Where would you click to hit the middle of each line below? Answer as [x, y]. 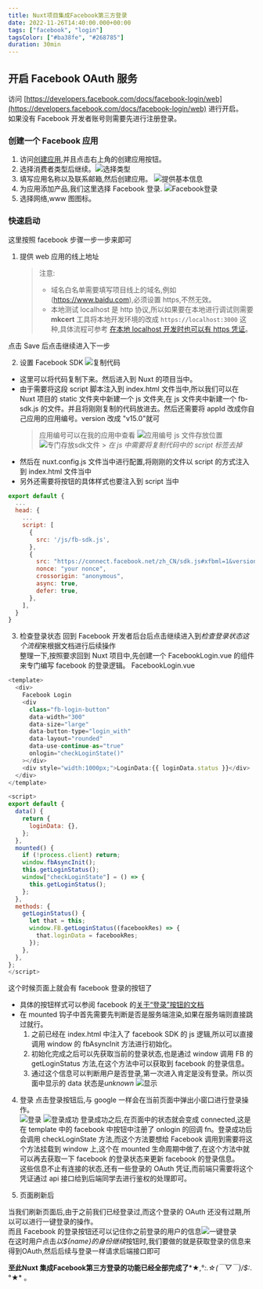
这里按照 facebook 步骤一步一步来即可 [70, 240]
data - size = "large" [59, 724]
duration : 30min [34, 45]
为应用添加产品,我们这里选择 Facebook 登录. [91, 189]
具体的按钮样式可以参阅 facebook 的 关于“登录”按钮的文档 [112, 1005]
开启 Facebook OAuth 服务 [73, 78]
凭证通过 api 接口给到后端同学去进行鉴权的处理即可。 [105, 1178]
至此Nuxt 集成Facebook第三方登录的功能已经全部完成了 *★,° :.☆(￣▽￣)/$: [129, 1268]
